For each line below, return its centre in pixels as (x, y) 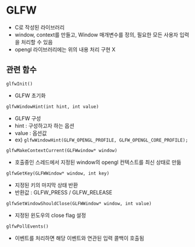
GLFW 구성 (28, 118)
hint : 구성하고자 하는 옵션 (45, 126)
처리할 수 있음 (37, 42)
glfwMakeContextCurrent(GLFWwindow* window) (62, 150)
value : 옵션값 (31, 133)
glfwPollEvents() (27, 226)
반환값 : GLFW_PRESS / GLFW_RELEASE (63, 192)
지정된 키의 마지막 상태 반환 (46, 185)
